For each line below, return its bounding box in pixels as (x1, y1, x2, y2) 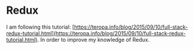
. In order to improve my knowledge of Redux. (37, 36, 150, 43)
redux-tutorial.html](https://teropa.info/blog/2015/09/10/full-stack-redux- (6, 29, 186, 36)
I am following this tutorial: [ (6, 23, 75, 30)
